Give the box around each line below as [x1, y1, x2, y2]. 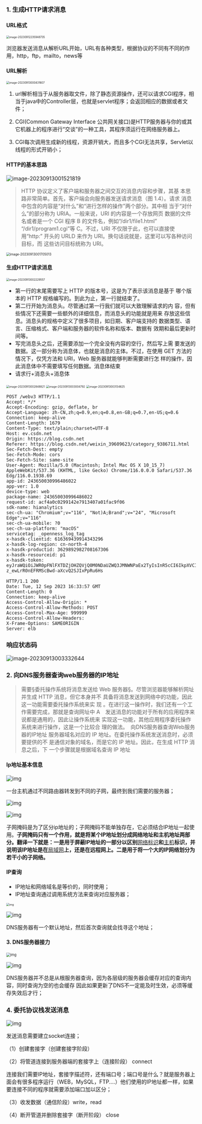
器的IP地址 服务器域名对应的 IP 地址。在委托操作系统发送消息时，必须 [20, 731, 194, 738]
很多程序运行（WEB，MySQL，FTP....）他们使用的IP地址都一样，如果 [22, 1078, 194, 1085]
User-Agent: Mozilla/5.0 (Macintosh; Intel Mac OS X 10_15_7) [6, 462, 165, 468]
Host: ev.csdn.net [6, 430, 52, 436]
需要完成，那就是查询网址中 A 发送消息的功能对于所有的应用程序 [26, 708, 190, 715]
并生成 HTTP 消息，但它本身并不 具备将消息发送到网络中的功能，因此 [20, 693, 193, 700]
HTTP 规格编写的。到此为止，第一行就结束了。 [26, 294, 143, 302]
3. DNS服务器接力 [6, 938, 50, 946]
